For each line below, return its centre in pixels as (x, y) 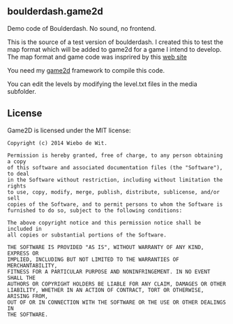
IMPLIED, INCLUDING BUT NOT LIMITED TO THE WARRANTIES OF (93, 259)
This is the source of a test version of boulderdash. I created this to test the (115, 42)
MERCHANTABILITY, (32, 265)
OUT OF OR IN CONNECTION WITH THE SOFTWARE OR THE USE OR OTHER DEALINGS (117, 302)
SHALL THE (22, 278)
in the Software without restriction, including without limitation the (115, 180)
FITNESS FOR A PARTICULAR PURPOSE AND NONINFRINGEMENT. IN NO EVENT (109, 272)
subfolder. (22, 91)
